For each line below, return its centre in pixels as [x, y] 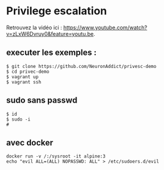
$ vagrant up [22, 77]
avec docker [30, 142]
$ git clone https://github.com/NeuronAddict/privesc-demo [81, 66]
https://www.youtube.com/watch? [105, 27]
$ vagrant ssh [24, 82]
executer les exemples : [51, 53]
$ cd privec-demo [28, 72]
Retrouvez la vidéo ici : [34, 27]
